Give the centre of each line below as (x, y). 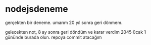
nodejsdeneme (37, 9)
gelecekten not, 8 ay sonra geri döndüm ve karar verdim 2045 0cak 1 (75, 32)
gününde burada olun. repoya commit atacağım (53, 37)
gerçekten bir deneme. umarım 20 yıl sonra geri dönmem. (64, 22)
